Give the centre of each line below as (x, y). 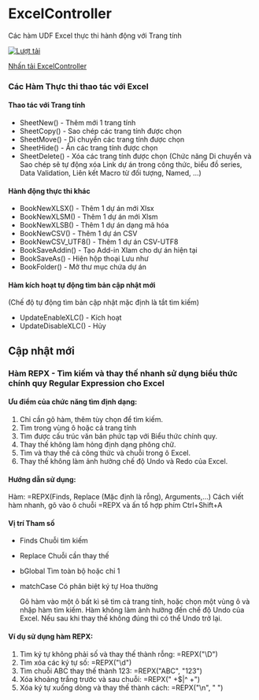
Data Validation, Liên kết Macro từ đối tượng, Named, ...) (111, 173)
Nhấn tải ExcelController (48, 66)
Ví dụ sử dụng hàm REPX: (50, 636)
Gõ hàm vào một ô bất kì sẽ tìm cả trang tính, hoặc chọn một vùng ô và (135, 602)
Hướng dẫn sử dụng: (42, 479)
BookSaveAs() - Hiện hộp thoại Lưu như (84, 259)
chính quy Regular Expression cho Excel (87, 383)
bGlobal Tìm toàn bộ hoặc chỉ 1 (70, 571)
